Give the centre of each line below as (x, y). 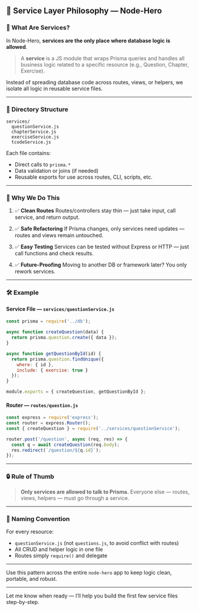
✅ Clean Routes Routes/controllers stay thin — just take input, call (95, 211)
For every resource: (30, 531)
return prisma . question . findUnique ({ (58, 359)
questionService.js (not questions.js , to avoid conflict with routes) (97, 543)
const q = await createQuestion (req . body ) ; (65, 445)
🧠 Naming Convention (38, 518)
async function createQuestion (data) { (55, 332)
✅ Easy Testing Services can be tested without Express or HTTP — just (102, 247)
